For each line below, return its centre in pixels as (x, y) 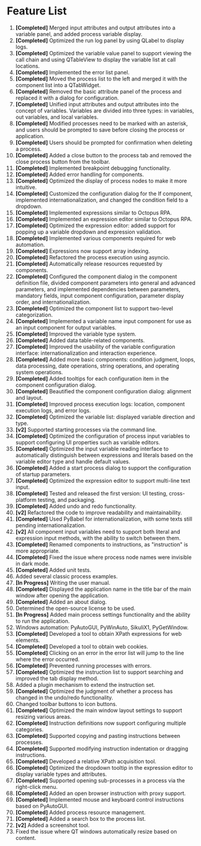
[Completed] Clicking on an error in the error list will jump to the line (100, 653)
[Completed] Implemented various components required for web (95, 238)
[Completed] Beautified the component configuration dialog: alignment (103, 391)
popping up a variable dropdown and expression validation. (89, 232)
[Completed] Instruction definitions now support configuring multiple (101, 723)
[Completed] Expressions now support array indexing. (83, 251)
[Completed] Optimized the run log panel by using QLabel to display (100, 40)
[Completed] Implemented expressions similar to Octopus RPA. (94, 213)
